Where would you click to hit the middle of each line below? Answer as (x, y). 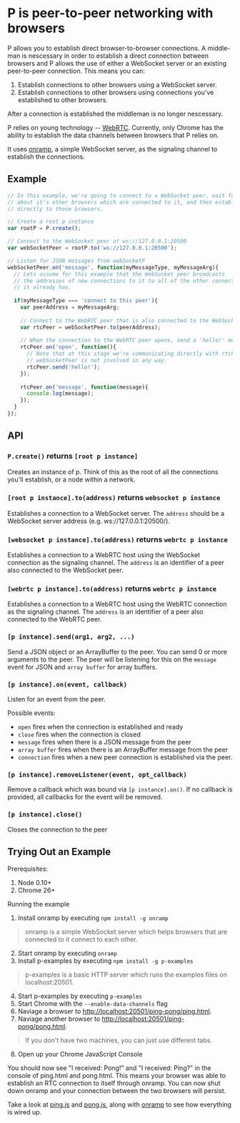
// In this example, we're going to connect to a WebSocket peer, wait (116, 195)
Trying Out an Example (59, 852)
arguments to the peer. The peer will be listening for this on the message (112, 659)
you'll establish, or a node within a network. (71, 479)
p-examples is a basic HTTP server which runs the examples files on (126, 975)
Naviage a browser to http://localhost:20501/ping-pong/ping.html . (115, 1012)
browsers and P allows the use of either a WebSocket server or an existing (117, 63)
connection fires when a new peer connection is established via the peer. (125, 757)
